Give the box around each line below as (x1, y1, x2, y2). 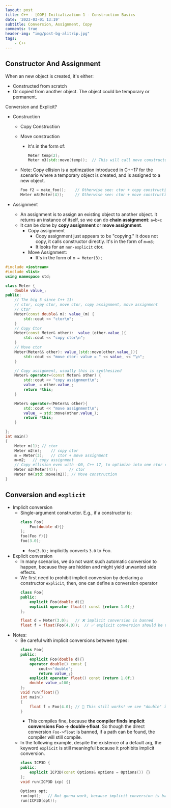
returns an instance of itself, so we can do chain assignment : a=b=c (20, 217, 162, 223)
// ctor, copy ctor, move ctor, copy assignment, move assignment (14, 302, 158, 307)
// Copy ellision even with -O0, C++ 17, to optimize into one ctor (14, 462, 163, 468)
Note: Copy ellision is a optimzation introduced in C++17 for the (20, 167, 153, 173)
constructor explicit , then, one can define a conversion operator (20, 580, 158, 586)
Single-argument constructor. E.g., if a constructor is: (20, 509, 132, 516)
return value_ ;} (38, 671, 73, 676)
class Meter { (5, 283, 36, 288)
